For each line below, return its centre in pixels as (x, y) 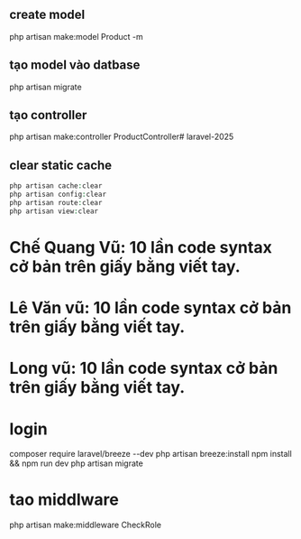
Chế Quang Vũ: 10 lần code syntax (141, 247)
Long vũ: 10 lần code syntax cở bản (144, 368)
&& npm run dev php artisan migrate (77, 463)
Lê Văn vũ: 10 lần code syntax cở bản (150, 308)
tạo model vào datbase (75, 65)
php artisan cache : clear (56, 186)
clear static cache (61, 165)
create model (47, 15)
